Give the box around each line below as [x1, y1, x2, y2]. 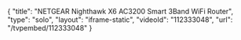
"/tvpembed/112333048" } [7, 24, 93, 32]
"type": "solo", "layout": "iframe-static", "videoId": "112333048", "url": [7, 15, 233, 24]
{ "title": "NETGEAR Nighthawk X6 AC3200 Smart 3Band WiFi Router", [7, 7, 233, 16]
